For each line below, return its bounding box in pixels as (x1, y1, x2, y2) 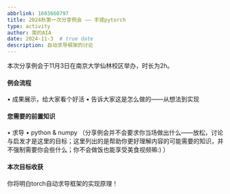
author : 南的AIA (7, 29, 51, 36)
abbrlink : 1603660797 (7, 10, 69, 17)
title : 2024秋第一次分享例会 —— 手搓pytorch (7, 16, 126, 23)
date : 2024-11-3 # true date (7, 36, 94, 43)
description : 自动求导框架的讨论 (7, 42, 94, 49)
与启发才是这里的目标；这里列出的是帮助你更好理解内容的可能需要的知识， (7, 137, 218, 145)
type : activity (7, 23, 51, 29)
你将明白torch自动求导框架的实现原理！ (7, 179, 119, 187)
